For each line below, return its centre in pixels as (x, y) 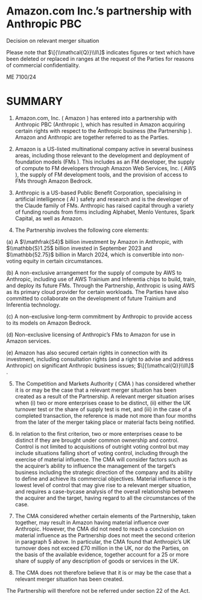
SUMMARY (35, 101)
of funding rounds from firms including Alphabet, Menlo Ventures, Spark (105, 212)
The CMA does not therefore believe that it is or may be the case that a (103, 572)
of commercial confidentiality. (43, 65)
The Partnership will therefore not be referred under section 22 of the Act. (98, 590)
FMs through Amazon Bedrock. (54, 181)
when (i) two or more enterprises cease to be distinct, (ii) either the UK (103, 403)
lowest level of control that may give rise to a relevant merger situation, (103, 485)
